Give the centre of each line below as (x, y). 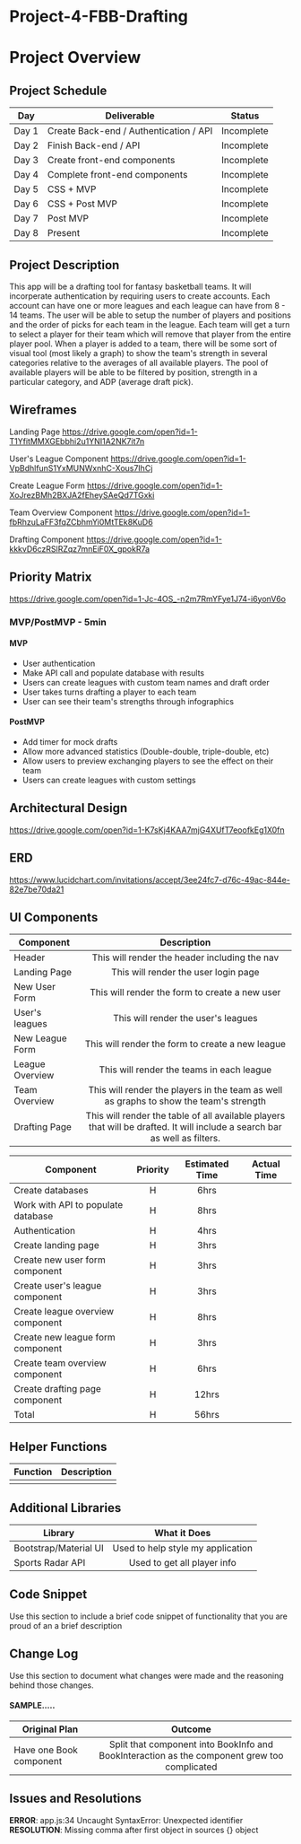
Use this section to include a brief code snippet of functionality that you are (149, 1616)
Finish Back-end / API (94, 145)
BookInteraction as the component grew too (191, 1755)
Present (64, 233)
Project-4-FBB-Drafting (99, 17)
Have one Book (46, 1750)
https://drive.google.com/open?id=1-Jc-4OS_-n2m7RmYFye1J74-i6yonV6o (148, 599)
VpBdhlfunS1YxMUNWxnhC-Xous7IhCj (81, 468)
